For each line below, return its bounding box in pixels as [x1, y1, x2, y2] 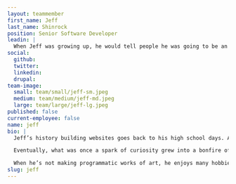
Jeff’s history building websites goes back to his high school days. [13, 134, 225, 141]
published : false [7, 108, 58, 115]
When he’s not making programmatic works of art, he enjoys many [13, 159, 209, 167]
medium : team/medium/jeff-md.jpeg [13, 96, 114, 103]
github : [13, 56, 37, 63]
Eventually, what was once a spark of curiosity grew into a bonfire [13, 147, 221, 155]
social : [7, 50, 30, 57]
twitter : [13, 63, 39, 70]
